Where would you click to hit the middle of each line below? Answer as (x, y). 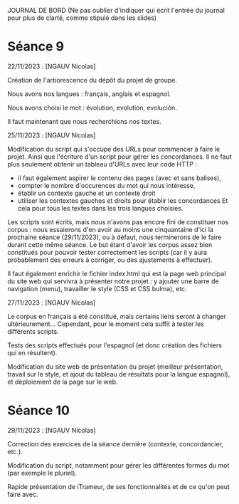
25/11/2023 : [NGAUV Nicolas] (52, 135)
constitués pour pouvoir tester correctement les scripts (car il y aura (107, 252)
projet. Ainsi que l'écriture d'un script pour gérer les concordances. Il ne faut (119, 157)
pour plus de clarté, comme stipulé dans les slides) (82, 18)
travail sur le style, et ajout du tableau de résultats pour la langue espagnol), (119, 374)
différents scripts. (33, 331)
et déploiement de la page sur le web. (63, 382)
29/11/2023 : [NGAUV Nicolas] (52, 430)
